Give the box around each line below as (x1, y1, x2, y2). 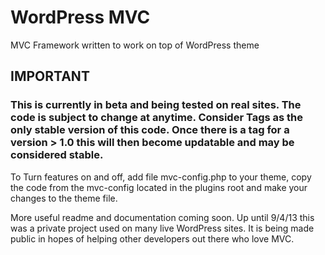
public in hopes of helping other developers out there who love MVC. (10, 232, 295, 245)
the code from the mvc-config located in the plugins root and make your (10, 181, 308, 193)
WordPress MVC (10, 6, 151, 29)
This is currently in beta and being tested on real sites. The (10, 98, 302, 112)
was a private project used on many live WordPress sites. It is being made (10, 222, 315, 234)
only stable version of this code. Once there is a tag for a (10, 123, 290, 137)
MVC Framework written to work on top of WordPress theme (10, 39, 260, 51)
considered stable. (10, 148, 104, 162)
